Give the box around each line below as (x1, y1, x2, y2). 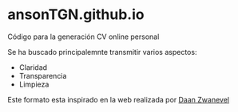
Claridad (18, 62, 48, 72)
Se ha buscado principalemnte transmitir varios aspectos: (7, 47, 197, 56)
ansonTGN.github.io (7, 6, 145, 24)
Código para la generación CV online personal (7, 32, 160, 41)
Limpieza (18, 79, 50, 89)
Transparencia (18, 71, 67, 80)
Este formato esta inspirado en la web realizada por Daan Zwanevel (7, 95, 229, 104)
